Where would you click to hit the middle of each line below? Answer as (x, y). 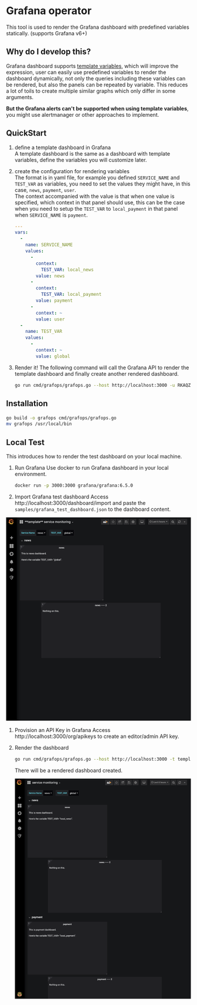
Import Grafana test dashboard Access (61, 497)
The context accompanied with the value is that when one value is (94, 196)
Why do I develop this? (48, 52)
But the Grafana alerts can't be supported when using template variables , (97, 108)
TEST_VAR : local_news (67, 269)
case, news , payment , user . (45, 190)
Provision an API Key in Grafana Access (62, 730)
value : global (53, 356)
